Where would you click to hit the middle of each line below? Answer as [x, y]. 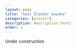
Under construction [25, 41]
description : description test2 [38, 23]
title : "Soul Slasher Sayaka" [36, 14]
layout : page [18, 9]
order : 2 [14, 28]
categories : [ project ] [28, 18]
